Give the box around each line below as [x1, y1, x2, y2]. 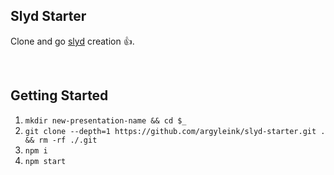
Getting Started [10, 87, 109, 104]
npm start [24, 156, 67, 166]
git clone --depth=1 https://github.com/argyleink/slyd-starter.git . [24, 126, 326, 136]
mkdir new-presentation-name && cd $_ [24, 115, 187, 126]
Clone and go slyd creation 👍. [10, 35, 135, 47]
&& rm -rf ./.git [24, 135, 98, 145]
